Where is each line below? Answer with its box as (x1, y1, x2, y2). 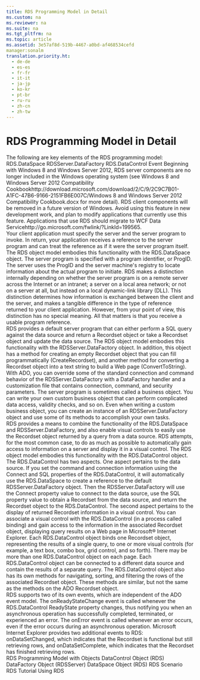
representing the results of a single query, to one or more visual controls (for (6, 540, 193, 548)
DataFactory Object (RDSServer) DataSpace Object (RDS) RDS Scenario (6, 661, 183, 668)
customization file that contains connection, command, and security (6, 382, 173, 390)
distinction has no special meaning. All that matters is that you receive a (6, 313, 182, 320)
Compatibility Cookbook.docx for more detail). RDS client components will (6, 198, 188, 206)
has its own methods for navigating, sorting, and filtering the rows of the (6, 572, 183, 579)
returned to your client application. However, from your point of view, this (6, 306, 186, 313)
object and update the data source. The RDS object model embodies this (6, 338, 185, 345)
